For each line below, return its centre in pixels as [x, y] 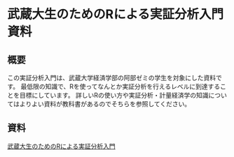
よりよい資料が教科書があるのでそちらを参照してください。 [105, 104]
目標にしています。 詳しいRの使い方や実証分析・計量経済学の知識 [114, 95]
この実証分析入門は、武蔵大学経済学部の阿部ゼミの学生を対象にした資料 [111, 78]
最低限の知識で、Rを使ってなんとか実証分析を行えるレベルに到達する [121, 87]
